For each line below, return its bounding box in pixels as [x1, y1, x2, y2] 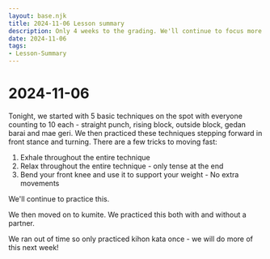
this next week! [8, 242, 59, 252]
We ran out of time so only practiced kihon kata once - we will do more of [8, 234, 253, 244]
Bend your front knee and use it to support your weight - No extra [19, 169, 239, 179]
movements [19, 178, 60, 188]
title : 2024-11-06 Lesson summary [8, 19, 125, 28]
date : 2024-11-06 [8, 34, 67, 43]
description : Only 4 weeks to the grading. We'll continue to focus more [8, 27, 263, 35]
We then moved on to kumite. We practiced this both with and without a [8, 210, 247, 219]
